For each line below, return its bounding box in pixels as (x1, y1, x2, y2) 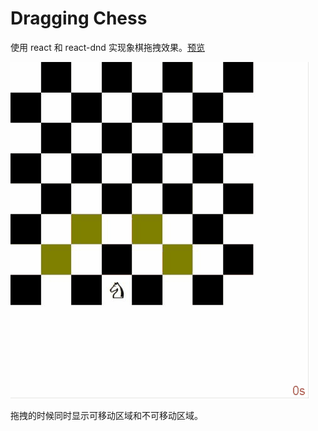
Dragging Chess (10, 7, 148, 30)
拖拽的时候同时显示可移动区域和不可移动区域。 (10, 409, 203, 421)
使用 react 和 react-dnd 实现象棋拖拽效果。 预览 (10, 41, 205, 53)
